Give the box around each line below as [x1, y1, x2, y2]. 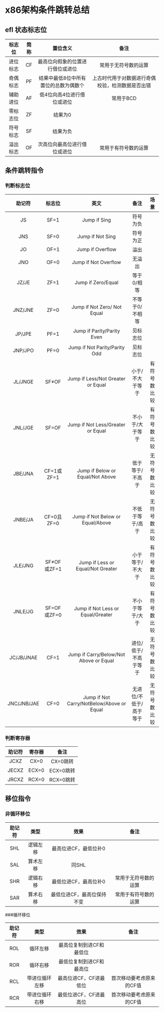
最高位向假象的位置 [38, 58, 82, 65]
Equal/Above [82, 519, 111, 526]
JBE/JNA [13, 470, 34, 477]
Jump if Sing [82, 216, 111, 223]
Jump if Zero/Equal [75, 279, 119, 286]
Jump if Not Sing [77, 233, 116, 240]
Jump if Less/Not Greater [67, 375, 126, 382]
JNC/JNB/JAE [7, 700, 40, 707]
